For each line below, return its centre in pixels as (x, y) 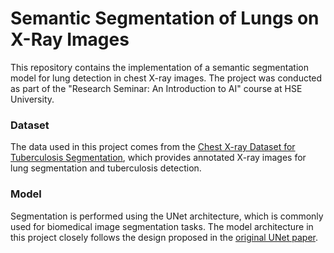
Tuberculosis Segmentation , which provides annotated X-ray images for (158, 158)
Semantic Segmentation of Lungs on (165, 18)
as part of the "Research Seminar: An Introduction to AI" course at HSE (156, 88)
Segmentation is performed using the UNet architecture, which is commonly (167, 216)
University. (32, 99)
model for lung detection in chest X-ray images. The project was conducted (166, 78)
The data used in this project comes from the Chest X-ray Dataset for (153, 147)
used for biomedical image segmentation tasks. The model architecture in (162, 226)
